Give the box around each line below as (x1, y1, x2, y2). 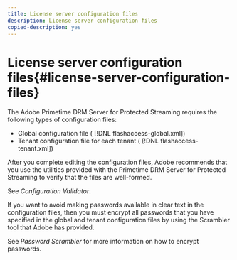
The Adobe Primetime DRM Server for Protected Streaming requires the (7, 108, 218, 117)
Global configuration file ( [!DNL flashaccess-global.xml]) (17, 129, 186, 138)
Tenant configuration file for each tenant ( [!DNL (17, 136, 159, 146)
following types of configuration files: (7, 115, 117, 124)
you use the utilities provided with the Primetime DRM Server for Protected (7, 166, 226, 174)
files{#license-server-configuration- (7, 69, 231, 85)
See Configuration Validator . (7, 187, 91, 195)
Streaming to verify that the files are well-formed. (7, 173, 152, 182)
